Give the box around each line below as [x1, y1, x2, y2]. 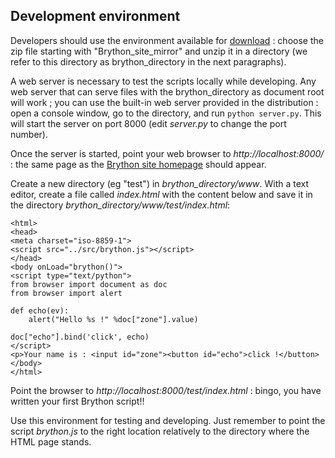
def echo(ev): [10, 305, 70, 316]
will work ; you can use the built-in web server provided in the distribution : [10, 96, 319, 108]
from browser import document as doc [10, 279, 168, 289]
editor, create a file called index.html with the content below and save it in [10, 188, 313, 200]
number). [10, 128, 48, 140]
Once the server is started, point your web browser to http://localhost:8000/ [10, 147, 325, 159]
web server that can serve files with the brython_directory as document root [10, 85, 325, 98]
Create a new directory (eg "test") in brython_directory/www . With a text [10, 177, 310, 189]
